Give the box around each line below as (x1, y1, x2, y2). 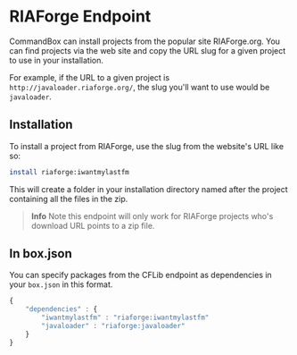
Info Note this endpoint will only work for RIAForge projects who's (30, 210, 274, 221)
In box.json (9, 246, 73, 261)
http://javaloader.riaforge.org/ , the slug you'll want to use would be (9, 81, 270, 92)
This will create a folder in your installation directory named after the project (9, 183, 288, 194)
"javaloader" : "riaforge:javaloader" (41, 322, 186, 331)
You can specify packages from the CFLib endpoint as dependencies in (9, 270, 272, 281)
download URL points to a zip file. (30, 220, 155, 231)
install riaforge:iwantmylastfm (9, 167, 129, 176)
